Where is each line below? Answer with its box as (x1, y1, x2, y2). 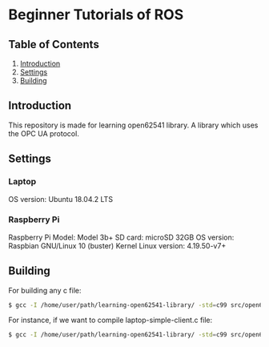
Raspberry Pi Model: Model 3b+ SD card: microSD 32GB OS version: (8, 232, 235, 242)
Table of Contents (8, 38, 100, 51)
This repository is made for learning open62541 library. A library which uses (8, 120, 259, 130)
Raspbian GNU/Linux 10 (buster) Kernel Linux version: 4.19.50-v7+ (8, 240, 227, 250)
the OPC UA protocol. (8, 128, 80, 138)
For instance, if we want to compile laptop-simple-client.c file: (8, 315, 213, 325)
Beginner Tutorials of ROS (8, 6, 184, 24)
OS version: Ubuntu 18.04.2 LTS (8, 194, 114, 204)
